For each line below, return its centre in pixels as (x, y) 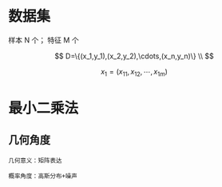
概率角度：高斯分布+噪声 (43, 176)
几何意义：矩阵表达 (35, 161)
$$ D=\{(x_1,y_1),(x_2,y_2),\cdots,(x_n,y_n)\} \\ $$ (134, 56)
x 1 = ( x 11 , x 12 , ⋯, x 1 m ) (134, 72)
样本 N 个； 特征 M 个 (44, 40)
